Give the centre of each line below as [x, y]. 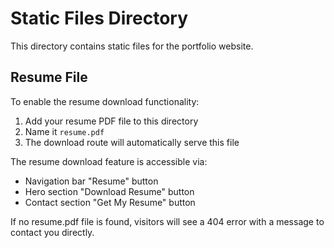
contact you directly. [52, 232]
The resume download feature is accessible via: [109, 161]
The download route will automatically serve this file [132, 142]
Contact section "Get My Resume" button [110, 202]
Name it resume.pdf [64, 131]
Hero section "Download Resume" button [109, 191]
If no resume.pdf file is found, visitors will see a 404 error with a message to [167, 221]
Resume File [49, 77]
